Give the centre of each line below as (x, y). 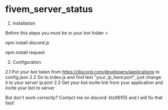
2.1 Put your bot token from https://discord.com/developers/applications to (82, 72)
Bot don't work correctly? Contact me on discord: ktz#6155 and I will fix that (84, 97)
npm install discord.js (27, 42)
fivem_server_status (49, 9)
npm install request (25, 52)
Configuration (27, 62)
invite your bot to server (30, 88)
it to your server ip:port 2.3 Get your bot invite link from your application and (84, 82)
